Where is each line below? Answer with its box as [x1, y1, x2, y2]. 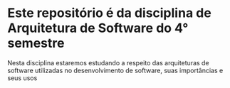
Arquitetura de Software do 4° [7, 20, 189, 36]
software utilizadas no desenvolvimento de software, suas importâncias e [7, 66, 224, 75]
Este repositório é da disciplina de [7, 5, 211, 21]
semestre [7, 35, 65, 51]
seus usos [7, 73, 38, 82]
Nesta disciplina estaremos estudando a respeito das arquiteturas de [7, 58, 209, 67]
